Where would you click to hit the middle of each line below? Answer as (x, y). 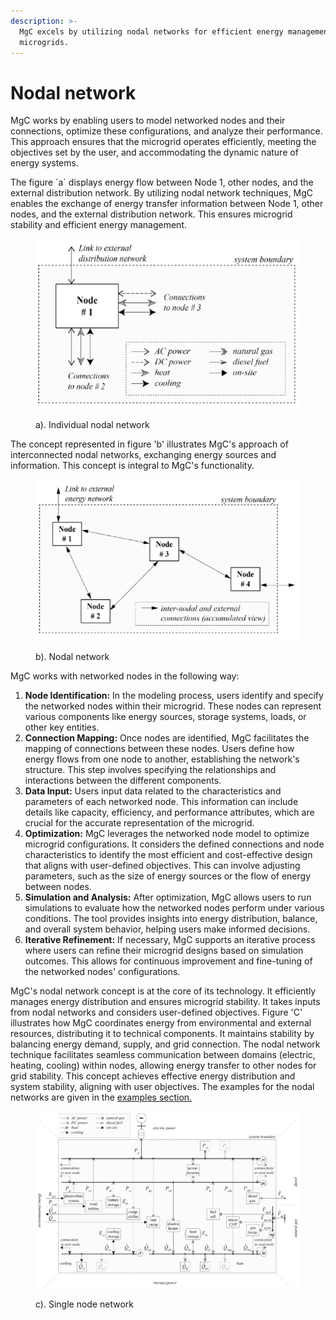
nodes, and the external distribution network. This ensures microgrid (151, 214)
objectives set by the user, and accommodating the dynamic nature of (154, 152)
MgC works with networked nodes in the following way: (125, 676)
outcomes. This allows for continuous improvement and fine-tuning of (168, 961)
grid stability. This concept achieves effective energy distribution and (153, 1076)
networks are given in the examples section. (101, 1097)
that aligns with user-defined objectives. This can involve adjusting (162, 866)
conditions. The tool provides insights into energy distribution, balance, (171, 919)
